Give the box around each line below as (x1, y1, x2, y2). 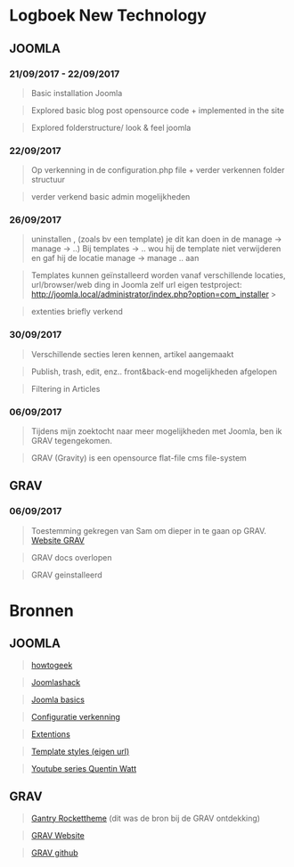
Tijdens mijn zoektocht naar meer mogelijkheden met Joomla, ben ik (30, 426, 282, 437)
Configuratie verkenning (30, 711, 120, 722)
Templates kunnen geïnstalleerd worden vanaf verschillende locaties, (30, 270, 287, 281)
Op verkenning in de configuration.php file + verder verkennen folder (30, 165, 285, 176)
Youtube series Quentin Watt (30, 763, 136, 773)
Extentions (30, 728, 71, 740)
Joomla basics (30, 694, 85, 705)
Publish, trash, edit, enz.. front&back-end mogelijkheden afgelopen (30, 366, 278, 377)
